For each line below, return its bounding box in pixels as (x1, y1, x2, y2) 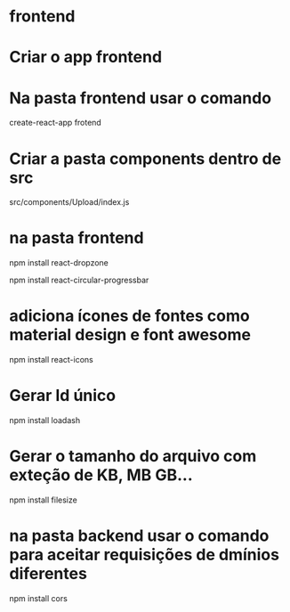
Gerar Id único (9, 386, 117, 406)
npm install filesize (9, 494, 77, 505)
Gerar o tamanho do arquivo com (9, 446, 257, 467)
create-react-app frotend (9, 118, 102, 128)
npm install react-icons (9, 355, 93, 365)
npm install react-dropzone (9, 257, 109, 268)
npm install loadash (9, 415, 81, 426)
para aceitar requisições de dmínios (9, 545, 280, 565)
